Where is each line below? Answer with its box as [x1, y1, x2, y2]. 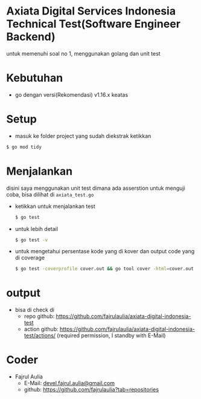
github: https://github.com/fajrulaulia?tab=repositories [24, 386, 159, 394]
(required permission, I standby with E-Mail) [57, 332, 166, 339]
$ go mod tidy [6, 144, 42, 150]
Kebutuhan [6, 71, 63, 85]
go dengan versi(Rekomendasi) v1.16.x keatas [14, 91, 129, 98]
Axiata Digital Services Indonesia [6, 4, 176, 18]
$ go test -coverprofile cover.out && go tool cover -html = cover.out [14, 266, 194, 272]
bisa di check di [14, 307, 54, 314]
